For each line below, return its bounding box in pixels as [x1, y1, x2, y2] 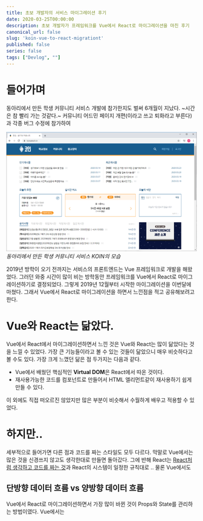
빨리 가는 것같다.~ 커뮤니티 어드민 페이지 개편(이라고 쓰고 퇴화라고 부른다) [19, 112, 192, 119]
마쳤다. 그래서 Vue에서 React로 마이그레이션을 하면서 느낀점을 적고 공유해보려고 [6, 288, 195, 296]
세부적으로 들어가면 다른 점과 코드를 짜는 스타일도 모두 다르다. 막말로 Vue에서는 [6, 448, 193, 456]
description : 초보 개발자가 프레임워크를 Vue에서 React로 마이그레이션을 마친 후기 [6, 22, 190, 28]
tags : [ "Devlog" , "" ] [6, 54, 61, 61]
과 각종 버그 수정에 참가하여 [6, 119, 71, 126]
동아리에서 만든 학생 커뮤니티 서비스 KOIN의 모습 [6, 253, 121, 260]
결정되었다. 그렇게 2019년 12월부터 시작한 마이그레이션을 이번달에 [37, 281, 192, 288]
